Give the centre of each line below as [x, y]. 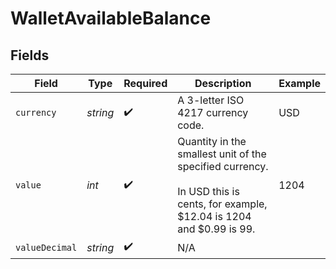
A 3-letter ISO [211, 100]
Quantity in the [212, 141]
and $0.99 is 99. [216, 229]
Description [223, 83]
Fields [30, 55]
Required [145, 83]
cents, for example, [222, 204]
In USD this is [208, 191]
